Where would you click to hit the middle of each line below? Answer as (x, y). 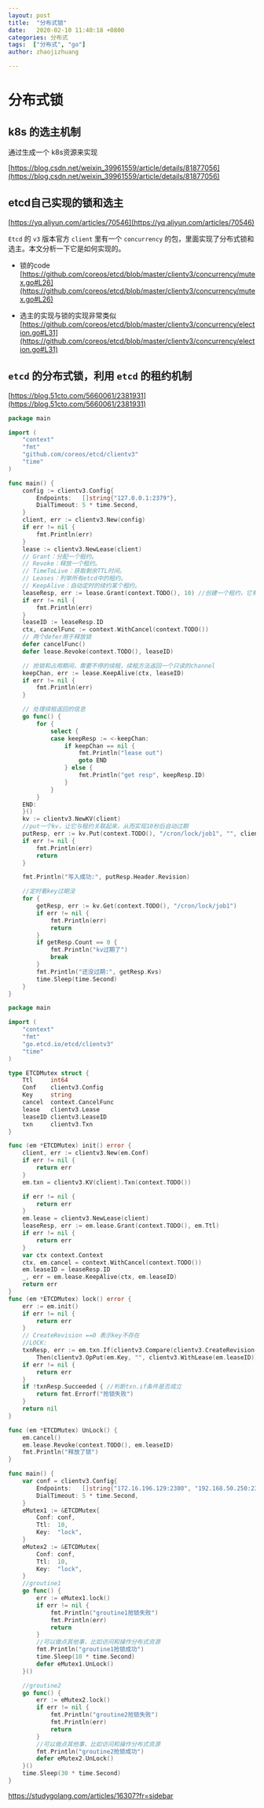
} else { (78, 768)
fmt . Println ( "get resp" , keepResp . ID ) (142, 775)
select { (64, 731)
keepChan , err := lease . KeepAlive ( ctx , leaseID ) (103, 673)
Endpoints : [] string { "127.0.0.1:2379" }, (107, 498)
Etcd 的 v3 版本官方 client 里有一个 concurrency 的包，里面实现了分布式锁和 (131, 238)
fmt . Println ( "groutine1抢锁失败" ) (104, 1613)
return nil (40, 1409)
